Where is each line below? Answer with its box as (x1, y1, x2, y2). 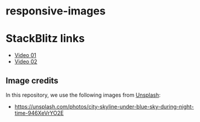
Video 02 (14, 58, 37, 66)
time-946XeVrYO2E (14, 109, 64, 117)
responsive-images (5, 4, 106, 18)
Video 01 (14, 52, 37, 59)
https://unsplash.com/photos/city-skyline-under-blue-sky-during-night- (14, 103, 194, 110)
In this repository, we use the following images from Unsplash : (5, 91, 161, 99)
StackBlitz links (5, 32, 85, 46)
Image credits (5, 75, 59, 85)
